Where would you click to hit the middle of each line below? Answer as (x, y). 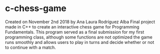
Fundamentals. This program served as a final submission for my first (75, 32)
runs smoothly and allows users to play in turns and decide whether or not (80, 42)
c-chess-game (36, 8)
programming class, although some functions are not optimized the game (79, 37)
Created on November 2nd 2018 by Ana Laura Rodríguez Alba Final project (80, 22)
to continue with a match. (30, 47)
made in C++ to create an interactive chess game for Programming (72, 27)
